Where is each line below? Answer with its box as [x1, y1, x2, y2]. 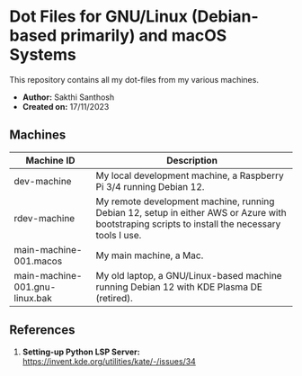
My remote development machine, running [95, 195, 275, 208]
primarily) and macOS [59, 25, 227, 46]
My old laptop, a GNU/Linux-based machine [95, 269, 282, 282]
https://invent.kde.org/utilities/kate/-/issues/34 [22, 355, 196, 366]
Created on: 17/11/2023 [22, 101, 110, 112]
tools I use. [95, 228, 142, 241]
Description [165, 154, 218, 166]
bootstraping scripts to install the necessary [95, 218, 281, 230]
